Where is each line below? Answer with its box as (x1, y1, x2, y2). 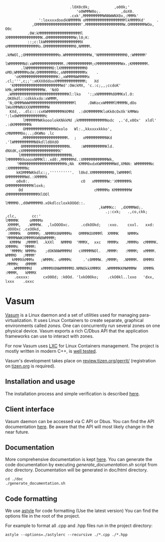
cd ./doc (5, 477, 23, 482)
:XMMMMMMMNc (5, 166, 30, 171)
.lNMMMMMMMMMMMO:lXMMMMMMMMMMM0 (20, 66, 88, 71)
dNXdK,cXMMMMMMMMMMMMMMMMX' (5, 148, 64, 153)
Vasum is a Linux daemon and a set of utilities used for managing (5, 312, 139, 318)
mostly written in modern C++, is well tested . (5, 348, 97, 354)
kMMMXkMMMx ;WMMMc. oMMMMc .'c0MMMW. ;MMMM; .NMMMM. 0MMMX (11, 257, 155, 262)
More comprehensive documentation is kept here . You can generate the (5, 456, 153, 462)
